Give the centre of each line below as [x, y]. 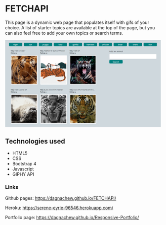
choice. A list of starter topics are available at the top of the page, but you [80, 27]
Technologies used [35, 141]
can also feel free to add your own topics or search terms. [64, 33]
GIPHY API [23, 174]
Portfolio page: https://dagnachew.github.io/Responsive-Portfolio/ [72, 217]
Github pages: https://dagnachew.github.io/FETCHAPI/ [61, 198]
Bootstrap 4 [24, 164]
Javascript [23, 169]
